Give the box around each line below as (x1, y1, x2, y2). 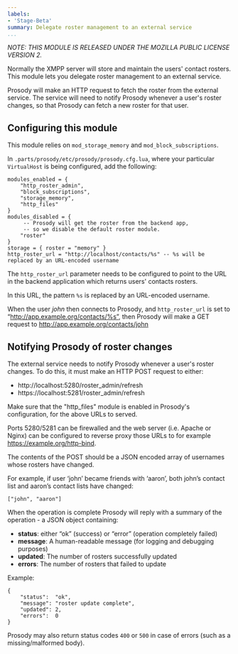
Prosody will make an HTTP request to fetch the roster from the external (7, 86, 219, 95)
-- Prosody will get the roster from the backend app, (23, 220, 190, 227)
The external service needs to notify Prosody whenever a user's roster (7, 359, 215, 368)
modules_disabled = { (7, 213, 72, 221)
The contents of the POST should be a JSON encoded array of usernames (7, 453, 225, 461)
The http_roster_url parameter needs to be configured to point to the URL (7, 270, 227, 278)
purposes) (17, 545, 48, 553)
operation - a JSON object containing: (7, 516, 119, 524)
